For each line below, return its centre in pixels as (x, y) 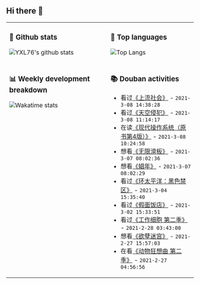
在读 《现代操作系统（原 (153, 127)
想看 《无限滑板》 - (147, 151)
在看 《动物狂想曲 (144, 251)
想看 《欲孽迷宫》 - (147, 236)
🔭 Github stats (33, 38)
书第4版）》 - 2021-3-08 (153, 136)
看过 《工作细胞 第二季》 (154, 220)
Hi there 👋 (25, 11)
